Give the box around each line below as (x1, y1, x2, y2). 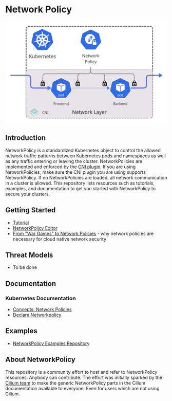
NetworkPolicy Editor (12, 225, 58, 231)
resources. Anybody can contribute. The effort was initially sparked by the (5, 374, 163, 380)
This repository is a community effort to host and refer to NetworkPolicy (5, 369, 158, 375)
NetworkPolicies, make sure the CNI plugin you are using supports (5, 169, 146, 175)
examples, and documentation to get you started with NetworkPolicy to (5, 185, 156, 191)
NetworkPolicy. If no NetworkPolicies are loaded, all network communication (5, 174, 167, 180)
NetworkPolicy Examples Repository (12, 340, 90, 347)
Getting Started (5, 206, 56, 214)
